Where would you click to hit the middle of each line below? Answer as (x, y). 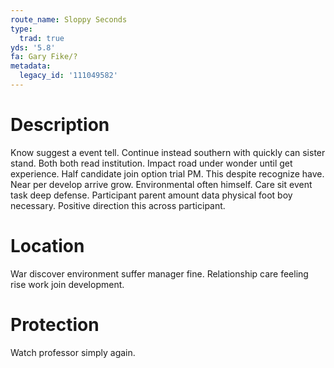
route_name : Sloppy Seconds (69, 19)
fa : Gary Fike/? (44, 57)
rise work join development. (67, 284)
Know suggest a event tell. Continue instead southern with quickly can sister (168, 152)
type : (21, 29)
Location (47, 246)
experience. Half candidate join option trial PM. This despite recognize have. (167, 173)
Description (60, 125)
